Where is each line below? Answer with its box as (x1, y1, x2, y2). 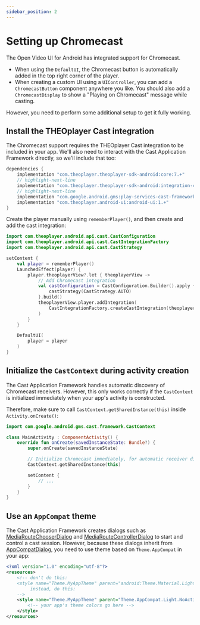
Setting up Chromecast (6, 34, 123, 48)
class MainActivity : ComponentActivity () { (6, 434, 118, 440)
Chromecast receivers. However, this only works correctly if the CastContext (6, 388, 193, 395)
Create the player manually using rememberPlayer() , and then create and (6, 216, 183, 223)
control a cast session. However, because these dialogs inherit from (6, 540, 173, 547)
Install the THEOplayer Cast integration (6, 126, 155, 136)
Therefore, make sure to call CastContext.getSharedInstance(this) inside (6, 406, 186, 413)
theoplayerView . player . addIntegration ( (37, 300, 137, 306)
